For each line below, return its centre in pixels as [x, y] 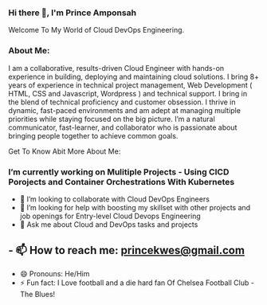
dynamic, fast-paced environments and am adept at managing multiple [125, 110]
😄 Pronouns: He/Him [55, 273]
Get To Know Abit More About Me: [65, 151]
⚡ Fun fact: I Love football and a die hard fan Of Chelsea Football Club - [137, 283]
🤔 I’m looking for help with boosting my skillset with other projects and [135, 207]
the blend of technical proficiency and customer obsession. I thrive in [122, 102]
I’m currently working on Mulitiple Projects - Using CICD [119, 172]
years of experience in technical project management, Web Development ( [130, 85]
